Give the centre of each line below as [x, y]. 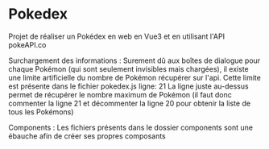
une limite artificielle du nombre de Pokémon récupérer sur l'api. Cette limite [135, 77]
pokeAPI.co [27, 44]
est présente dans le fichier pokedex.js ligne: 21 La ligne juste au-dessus [128, 86]
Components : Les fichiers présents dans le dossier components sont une [131, 127]
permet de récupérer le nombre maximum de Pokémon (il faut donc [120, 94]
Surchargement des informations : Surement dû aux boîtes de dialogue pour [134, 60]
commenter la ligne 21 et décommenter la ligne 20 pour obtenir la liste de [130, 103]
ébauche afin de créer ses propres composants [87, 136]
